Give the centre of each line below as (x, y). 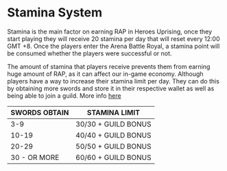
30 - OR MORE (35, 157)
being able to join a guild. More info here (64, 95)
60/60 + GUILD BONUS (113, 157)
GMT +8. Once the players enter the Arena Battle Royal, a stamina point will (113, 46)
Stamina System (55, 13)
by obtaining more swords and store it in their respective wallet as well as (111, 88)
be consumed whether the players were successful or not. (89, 53)
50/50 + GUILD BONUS (113, 146)
